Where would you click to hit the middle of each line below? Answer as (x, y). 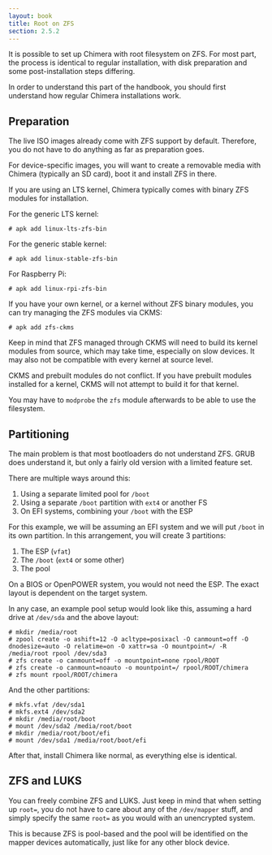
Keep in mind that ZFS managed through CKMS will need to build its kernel (133, 343)
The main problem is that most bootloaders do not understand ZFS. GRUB (132, 454)
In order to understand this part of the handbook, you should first (117, 87)
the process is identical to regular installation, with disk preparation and (128, 63)
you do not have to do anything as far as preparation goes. (106, 150)
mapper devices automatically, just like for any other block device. (119, 842)
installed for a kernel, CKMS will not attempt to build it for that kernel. (124, 384)
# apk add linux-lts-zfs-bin (58, 229)
